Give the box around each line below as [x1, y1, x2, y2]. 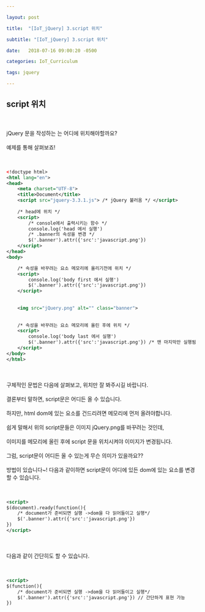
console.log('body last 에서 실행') [28, 334, 117, 340]
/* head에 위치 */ [17, 209, 61, 215]
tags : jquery [6, 70, 40, 76]
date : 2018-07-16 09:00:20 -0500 [6, 47, 97, 54]
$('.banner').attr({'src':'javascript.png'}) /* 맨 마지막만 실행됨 [28, 339, 196, 346]
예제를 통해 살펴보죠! [6, 143, 56, 151]
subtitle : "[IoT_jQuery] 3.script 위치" [6, 36, 108, 43]
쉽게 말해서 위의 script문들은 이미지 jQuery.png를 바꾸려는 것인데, [6, 424, 165, 431]
